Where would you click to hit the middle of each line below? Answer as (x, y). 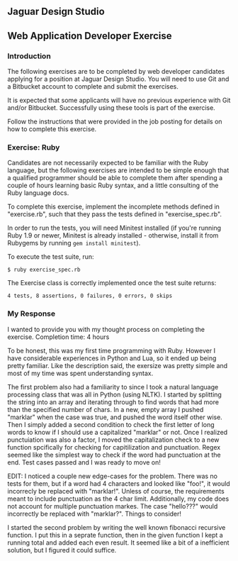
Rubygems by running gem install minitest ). (74, 243)
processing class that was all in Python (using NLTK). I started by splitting (114, 394)
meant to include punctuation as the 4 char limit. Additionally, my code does (118, 499)
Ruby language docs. (38, 193)
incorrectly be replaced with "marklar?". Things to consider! (95, 513)
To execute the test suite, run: (51, 257)
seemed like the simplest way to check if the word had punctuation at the (114, 455)
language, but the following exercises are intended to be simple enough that (118, 170)
